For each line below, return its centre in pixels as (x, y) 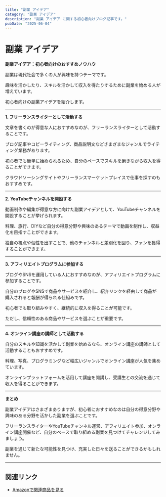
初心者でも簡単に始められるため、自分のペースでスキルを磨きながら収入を (81, 161)
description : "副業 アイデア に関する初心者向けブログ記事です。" (66, 19)
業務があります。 (35, 150)
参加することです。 (24, 281)
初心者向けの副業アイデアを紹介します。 (46, 102)
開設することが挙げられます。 (35, 216)
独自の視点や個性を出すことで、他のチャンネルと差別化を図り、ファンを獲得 (83, 243)
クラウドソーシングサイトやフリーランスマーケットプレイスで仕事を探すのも (83, 178)
